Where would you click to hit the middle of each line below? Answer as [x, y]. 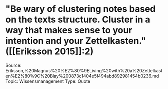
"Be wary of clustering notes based [81, 9]
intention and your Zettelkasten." [76, 41]
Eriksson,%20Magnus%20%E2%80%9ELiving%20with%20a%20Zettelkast [84, 70]
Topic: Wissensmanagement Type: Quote [48, 81]
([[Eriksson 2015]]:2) [49, 51]
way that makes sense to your [69, 30]
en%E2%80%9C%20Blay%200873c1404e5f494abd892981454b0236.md [82, 76]
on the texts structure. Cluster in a [78, 20]
